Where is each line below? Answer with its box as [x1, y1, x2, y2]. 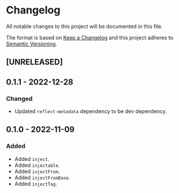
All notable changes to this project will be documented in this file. [6, 23, 163, 30]
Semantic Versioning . [6, 40, 57, 47]
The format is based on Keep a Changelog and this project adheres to [6, 34, 174, 41]
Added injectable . [14, 162, 60, 169]
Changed [6, 94, 33, 103]
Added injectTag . [14, 180, 57, 187]
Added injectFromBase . [14, 174, 71, 181]
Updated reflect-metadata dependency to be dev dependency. [14, 108, 167, 115]
